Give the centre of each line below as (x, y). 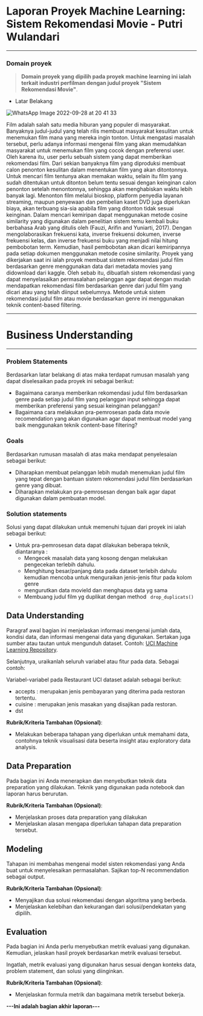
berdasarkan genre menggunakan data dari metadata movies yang (89, 266)
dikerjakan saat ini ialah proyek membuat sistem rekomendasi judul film (95, 260)
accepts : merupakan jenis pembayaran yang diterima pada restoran (100, 691)
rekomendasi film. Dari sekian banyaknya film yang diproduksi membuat (96, 163)
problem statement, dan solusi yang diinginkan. (65, 971)
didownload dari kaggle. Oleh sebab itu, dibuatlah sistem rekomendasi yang (101, 273)
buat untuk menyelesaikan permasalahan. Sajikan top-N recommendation (98, 870)
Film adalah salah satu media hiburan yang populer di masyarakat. (89, 125)
